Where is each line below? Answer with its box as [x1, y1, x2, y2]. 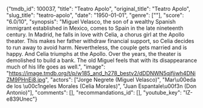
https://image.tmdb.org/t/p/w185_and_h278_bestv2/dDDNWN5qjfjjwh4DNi [9, 70, 196, 76]
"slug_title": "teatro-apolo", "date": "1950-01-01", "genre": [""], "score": [6, 12, 184, 19]
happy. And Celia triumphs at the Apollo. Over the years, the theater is [6, 50, 182, 57]
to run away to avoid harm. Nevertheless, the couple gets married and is [6, 44, 187, 51]
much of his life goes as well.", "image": [6, 63, 106, 70]
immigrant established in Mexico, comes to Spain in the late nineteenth [6, 24, 184, 32]
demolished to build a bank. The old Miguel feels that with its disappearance [6, 57, 198, 64]
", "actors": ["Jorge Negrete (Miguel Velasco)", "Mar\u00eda [45, 76, 196, 83]
